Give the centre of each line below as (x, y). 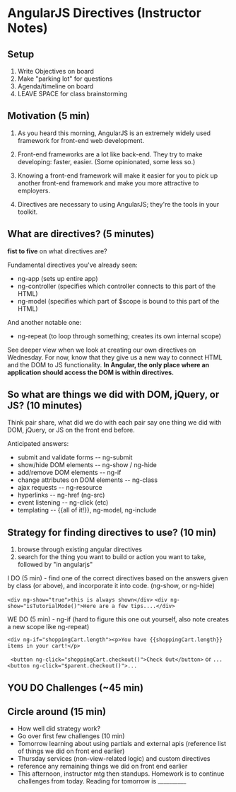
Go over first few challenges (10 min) (71, 736)
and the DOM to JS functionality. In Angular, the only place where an (108, 365)
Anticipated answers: (38, 444)
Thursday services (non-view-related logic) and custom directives (114, 759)
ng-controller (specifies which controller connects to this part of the (117, 286)
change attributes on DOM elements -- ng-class (87, 480)
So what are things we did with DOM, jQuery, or (113, 395)
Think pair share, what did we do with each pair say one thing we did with (114, 423)
